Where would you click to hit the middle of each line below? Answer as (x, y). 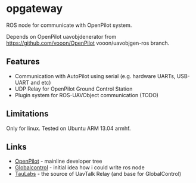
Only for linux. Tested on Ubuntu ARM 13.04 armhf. (69, 128)
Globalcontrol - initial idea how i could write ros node (80, 168)
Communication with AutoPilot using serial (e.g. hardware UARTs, (95, 76)
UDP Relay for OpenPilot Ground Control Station (74, 89)
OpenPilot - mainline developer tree (58, 161)
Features (23, 62)
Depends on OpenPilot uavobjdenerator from (61, 36)
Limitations (27, 114)
